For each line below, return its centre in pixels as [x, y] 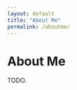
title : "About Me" [34, 20]
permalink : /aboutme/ [39, 27]
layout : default [31, 14]
